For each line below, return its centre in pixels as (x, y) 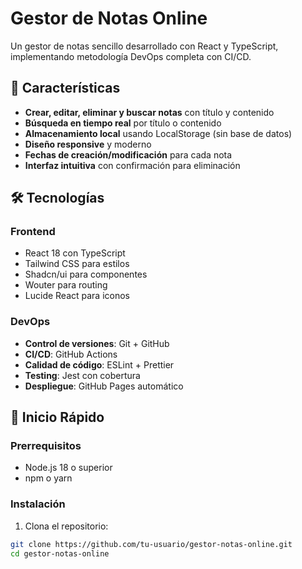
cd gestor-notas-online (60, 553)
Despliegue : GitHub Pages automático (104, 386)
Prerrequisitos (46, 446)
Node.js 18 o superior (68, 468)
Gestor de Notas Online (109, 18)
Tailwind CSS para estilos (77, 264)
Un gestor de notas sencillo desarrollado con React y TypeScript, (144, 46)
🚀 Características (65, 88)
